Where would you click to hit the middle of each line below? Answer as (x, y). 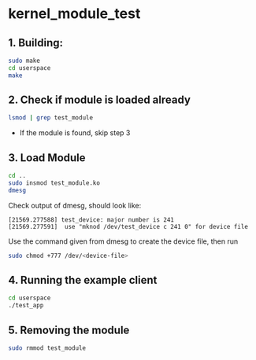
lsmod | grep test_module (50, 118)
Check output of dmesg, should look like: (75, 205)
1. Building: (36, 43)
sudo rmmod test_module (47, 348)
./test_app (26, 306)
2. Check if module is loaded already (100, 100)
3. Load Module (47, 158)
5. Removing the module (69, 330)
